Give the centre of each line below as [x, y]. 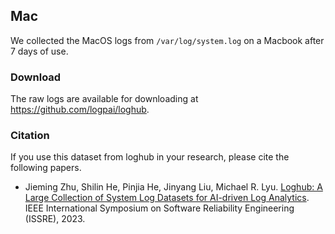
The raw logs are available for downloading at [104, 99]
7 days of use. [39, 51]
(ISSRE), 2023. [55, 219]
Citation [30, 136]
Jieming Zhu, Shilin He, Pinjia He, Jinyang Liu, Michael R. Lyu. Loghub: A [173, 187]
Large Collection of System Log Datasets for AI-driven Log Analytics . [167, 198]
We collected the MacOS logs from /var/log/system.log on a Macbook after [167, 40]
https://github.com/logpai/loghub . [80, 110]
